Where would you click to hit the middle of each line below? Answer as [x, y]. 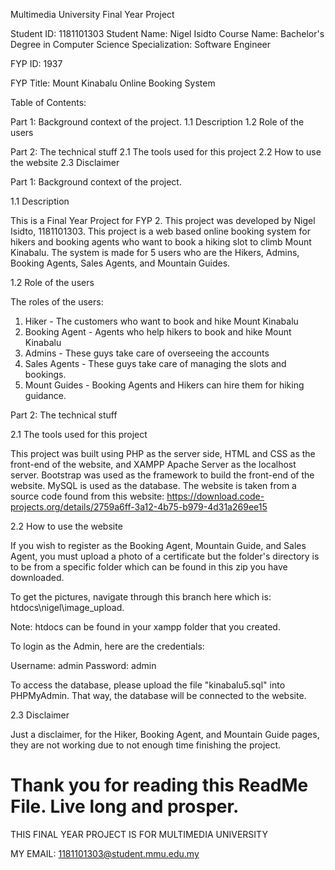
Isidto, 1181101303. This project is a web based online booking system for [160, 231]
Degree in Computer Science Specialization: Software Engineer [141, 44]
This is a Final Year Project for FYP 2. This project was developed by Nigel [163, 220]
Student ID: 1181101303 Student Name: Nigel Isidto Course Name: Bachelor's [167, 33]
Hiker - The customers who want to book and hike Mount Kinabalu [161, 321]
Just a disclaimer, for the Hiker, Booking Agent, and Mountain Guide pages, [165, 734]
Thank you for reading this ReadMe [159, 785]
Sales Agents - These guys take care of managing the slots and [155, 363]
